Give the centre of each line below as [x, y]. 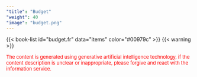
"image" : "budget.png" [34, 23]
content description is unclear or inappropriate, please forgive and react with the [97, 63]
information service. [29, 69]
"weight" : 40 [22, 17]
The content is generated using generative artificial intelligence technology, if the [98, 57]
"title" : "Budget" [29, 12]
